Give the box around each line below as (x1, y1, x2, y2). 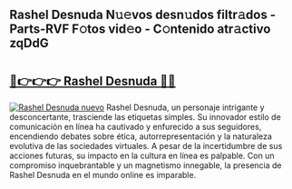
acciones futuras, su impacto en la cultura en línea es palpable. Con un (9, 150, 275, 161)
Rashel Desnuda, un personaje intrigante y (105, 102, 265, 113)
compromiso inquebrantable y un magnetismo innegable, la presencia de (9, 160, 282, 171)
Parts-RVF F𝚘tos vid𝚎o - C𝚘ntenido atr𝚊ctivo (9, 22, 271, 37)
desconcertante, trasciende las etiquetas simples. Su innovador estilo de (9, 112, 281, 122)
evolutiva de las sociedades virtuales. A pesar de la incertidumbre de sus (9, 141, 283, 151)
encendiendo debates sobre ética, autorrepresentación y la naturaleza (9, 131, 272, 142)
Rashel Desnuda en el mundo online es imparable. (9, 170, 197, 180)
